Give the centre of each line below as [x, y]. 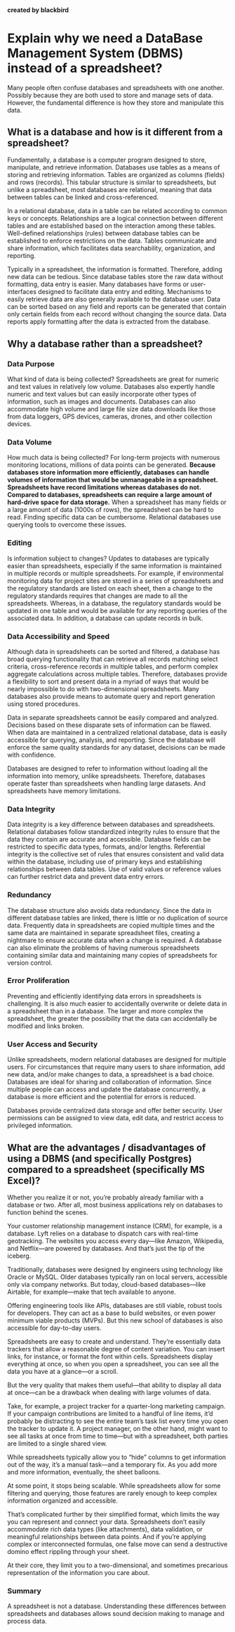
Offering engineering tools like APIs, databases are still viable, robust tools [115, 1305]
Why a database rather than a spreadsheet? [105, 343]
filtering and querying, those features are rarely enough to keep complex [112, 1493]
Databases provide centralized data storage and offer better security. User [115, 1110]
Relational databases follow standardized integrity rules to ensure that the [114, 832]
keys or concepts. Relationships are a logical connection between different [115, 219]
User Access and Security [53, 1044]
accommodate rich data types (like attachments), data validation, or [105, 1529]
